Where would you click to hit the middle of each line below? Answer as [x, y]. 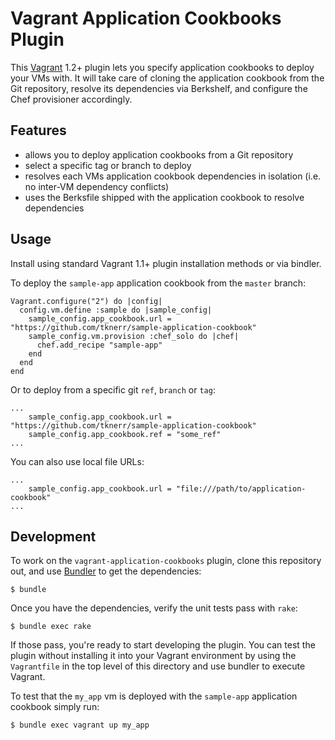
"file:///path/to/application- [241, 488]
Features [38, 130]
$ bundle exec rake [51, 627]
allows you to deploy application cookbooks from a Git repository [159, 154]
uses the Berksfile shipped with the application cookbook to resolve [164, 197]
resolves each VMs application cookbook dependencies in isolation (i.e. [173, 176]
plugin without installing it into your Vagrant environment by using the [153, 656]
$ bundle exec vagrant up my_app [80, 725]
